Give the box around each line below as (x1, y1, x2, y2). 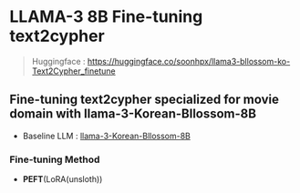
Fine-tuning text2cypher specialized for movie (9, 92, 280, 107)
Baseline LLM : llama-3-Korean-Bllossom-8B (22, 130, 191, 141)
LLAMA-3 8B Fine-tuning (9, 6, 203, 27)
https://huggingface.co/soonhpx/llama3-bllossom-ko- (87, 56, 291, 66)
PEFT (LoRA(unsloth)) (22, 174, 103, 185)
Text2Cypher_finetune (31, 66, 116, 76)
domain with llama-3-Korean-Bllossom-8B (9, 107, 257, 122)
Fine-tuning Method (9, 153, 100, 166)
